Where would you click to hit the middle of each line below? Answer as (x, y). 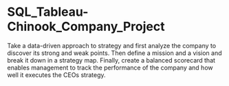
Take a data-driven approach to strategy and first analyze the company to (112, 45)
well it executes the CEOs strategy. (56, 75)
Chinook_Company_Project (86, 26)
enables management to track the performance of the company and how (110, 67)
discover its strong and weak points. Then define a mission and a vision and (115, 53)
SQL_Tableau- (48, 12)
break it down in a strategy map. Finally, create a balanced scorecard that (111, 60)
